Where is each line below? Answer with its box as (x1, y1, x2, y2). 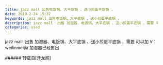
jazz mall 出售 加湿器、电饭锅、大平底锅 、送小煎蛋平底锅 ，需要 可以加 (5, 39, 149, 45)
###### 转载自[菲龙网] (5, 55, 51, 61)
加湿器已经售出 (29, 45, 60, 51)
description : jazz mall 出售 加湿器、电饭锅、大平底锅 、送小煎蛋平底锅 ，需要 (5, 20, 154, 26)
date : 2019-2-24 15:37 (5, 12, 51, 16)
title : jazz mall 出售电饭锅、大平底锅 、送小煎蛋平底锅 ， (5, 7, 115, 12)
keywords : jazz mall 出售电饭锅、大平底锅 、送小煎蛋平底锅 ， (5, 16, 122, 21)
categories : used (5, 25, 40, 30)
